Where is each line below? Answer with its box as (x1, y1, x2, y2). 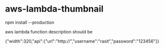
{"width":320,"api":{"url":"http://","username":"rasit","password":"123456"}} (5, 38, 160, 44)
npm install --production (5, 19, 55, 25)
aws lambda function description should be (5, 29, 93, 34)
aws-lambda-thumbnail (5, 3, 104, 15)
